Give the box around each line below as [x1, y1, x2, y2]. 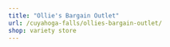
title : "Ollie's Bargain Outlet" [8, 11, 120, 20]
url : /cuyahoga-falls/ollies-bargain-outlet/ [8, 19, 162, 27]
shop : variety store [8, 26, 77, 34]
